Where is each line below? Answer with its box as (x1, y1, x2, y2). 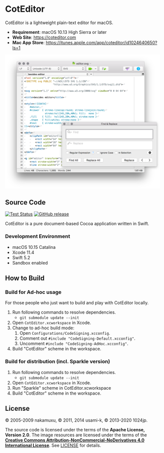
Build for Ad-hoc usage (5, 289, 62, 295)
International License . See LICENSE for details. (5, 443, 102, 449)
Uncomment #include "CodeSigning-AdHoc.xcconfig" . (19, 341, 129, 346)
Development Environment (5, 233, 70, 240)
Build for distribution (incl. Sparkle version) (5, 358, 110, 365)
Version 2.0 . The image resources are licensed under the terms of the (5, 432, 147, 438)
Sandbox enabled (12, 260, 48, 266)
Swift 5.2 (12, 254, 30, 261)
